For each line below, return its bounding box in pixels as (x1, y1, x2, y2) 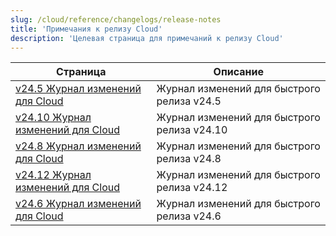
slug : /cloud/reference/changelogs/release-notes (10, 14, 222, 25)
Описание (213, 65, 264, 79)
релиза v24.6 (156, 209, 222, 223)
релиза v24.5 (156, 94, 222, 108)
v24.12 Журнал (15, 168, 92, 182)
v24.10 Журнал (15, 111, 92, 125)
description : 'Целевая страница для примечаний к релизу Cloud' (10, 33, 284, 43)
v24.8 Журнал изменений (15, 139, 142, 153)
